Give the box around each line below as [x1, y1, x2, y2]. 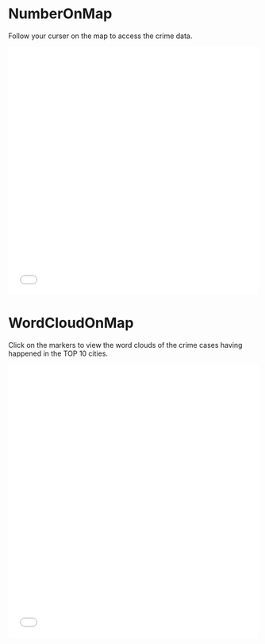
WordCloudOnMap [8, 314, 134, 332]
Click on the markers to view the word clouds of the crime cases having [8, 340, 243, 349]
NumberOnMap [8, 5, 113, 23]
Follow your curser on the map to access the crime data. [8, 31, 193, 40]
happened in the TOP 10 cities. [8, 349, 109, 358]
